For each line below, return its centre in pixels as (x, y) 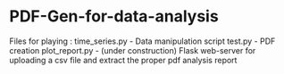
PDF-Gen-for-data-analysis (114, 16)
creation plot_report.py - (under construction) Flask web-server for (133, 50)
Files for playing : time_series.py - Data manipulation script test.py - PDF (142, 41)
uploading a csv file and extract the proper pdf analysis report (123, 60)
